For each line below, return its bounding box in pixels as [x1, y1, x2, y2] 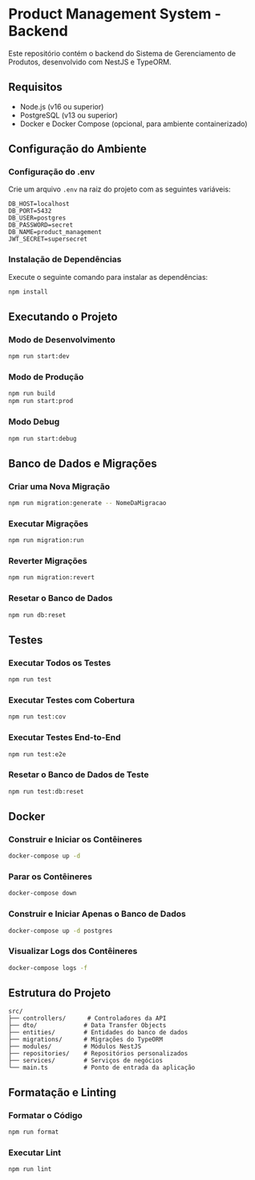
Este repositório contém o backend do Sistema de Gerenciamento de [8, 48, 237, 58]
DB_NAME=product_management [8, 228, 103, 236]
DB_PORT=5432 [8, 207, 52, 216]
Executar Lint [8, 1147, 62, 1158]
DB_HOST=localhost [8, 200, 70, 208]
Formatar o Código [8, 1109, 83, 1120]
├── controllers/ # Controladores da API [8, 1014, 167, 1022]
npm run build [8, 389, 56, 398]
